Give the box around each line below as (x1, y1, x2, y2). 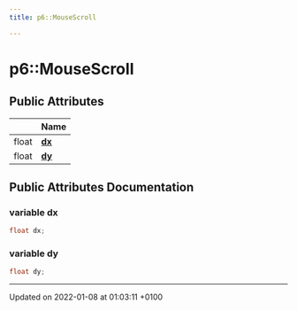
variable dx (9, 206, 58, 218)
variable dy (9, 247, 59, 260)
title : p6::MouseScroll (9, 12, 97, 22)
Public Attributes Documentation (9, 180, 194, 195)
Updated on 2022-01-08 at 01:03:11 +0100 (9, 292, 164, 302)
